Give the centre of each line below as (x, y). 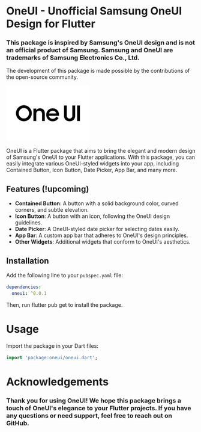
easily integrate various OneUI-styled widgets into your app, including (93, 164)
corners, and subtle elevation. (52, 210)
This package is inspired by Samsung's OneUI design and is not (101, 43)
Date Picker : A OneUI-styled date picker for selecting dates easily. (97, 229)
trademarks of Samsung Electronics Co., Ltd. (73, 58)
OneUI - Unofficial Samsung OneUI (94, 11)
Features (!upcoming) (48, 189)
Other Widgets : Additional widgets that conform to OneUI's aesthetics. (103, 242)
